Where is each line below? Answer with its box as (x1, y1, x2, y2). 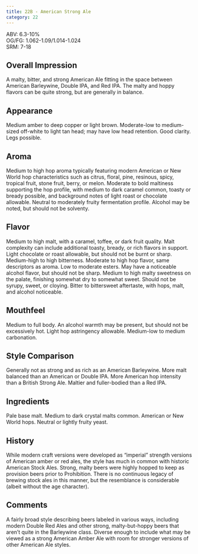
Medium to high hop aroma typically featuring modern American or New (6, 167, 181, 174)
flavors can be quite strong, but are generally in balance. (6, 88, 144, 95)
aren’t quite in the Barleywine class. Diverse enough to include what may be (6, 528, 191, 536)
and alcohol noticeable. (6, 288, 63, 295)
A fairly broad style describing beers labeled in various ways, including (6, 515, 179, 523)
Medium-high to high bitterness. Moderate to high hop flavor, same (6, 256, 170, 264)
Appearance (6, 106, 53, 116)
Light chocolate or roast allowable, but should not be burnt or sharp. (6, 250, 173, 257)
